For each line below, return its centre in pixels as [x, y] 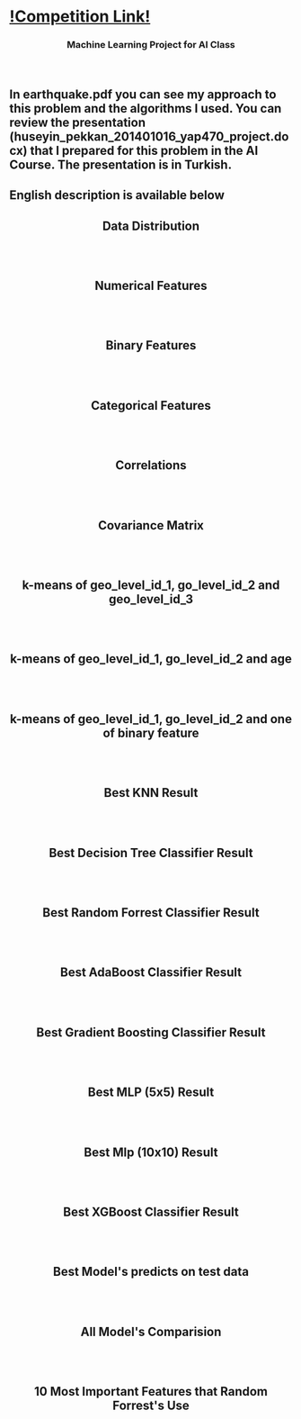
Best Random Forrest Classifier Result [151, 913]
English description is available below [117, 195]
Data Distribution [151, 226]
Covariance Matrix [150, 525]
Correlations [151, 465]
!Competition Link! [80, 17]
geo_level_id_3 [151, 599]
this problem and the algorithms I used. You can [146, 108]
